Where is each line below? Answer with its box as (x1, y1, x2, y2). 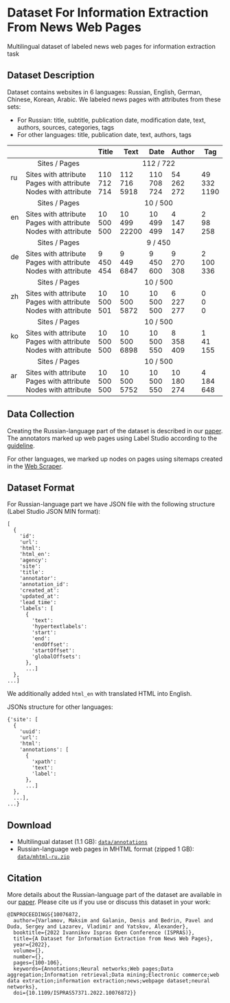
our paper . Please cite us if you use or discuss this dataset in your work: (7, 898, 211, 906)
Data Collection (7, 409, 75, 420)
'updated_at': (19, 593, 60, 600)
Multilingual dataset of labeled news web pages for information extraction (7, 42, 216, 50)
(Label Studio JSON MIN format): (7, 508, 101, 516)
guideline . (7, 441, 36, 449)
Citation (7, 872, 43, 884)
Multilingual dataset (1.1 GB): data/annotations (16, 838, 148, 846)
